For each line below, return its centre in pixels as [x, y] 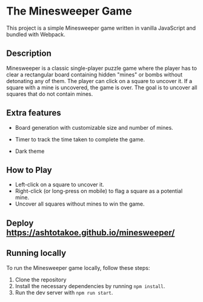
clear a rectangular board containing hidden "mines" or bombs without [95, 75]
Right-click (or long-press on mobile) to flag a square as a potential [99, 191]
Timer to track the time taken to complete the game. [80, 139]
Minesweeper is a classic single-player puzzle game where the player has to [101, 68]
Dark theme [30, 151]
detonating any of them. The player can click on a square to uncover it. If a [99, 81]
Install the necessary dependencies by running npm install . [90, 286]
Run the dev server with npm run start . [64, 292]
